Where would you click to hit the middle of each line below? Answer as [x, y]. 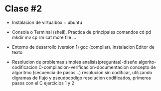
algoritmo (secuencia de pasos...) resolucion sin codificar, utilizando [82, 72]
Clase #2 [23, 9]
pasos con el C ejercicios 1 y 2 [43, 83]
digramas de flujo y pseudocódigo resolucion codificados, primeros [81, 78]
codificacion [25, 67]
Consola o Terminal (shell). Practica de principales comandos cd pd [81, 32]
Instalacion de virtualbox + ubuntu [47, 22]
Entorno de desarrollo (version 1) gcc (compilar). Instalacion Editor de [83, 47]
